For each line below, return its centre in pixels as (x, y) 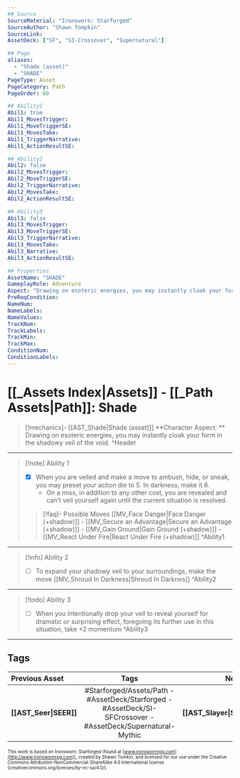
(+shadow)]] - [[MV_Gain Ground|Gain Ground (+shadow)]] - (132, 529)
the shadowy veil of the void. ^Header (81, 443)
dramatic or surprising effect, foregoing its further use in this (125, 621)
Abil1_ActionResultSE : (41, 146)
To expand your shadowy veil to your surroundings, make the (126, 571)
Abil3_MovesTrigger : (38, 225)
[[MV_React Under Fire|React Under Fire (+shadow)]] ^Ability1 (134, 537)
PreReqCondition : (33, 298)
